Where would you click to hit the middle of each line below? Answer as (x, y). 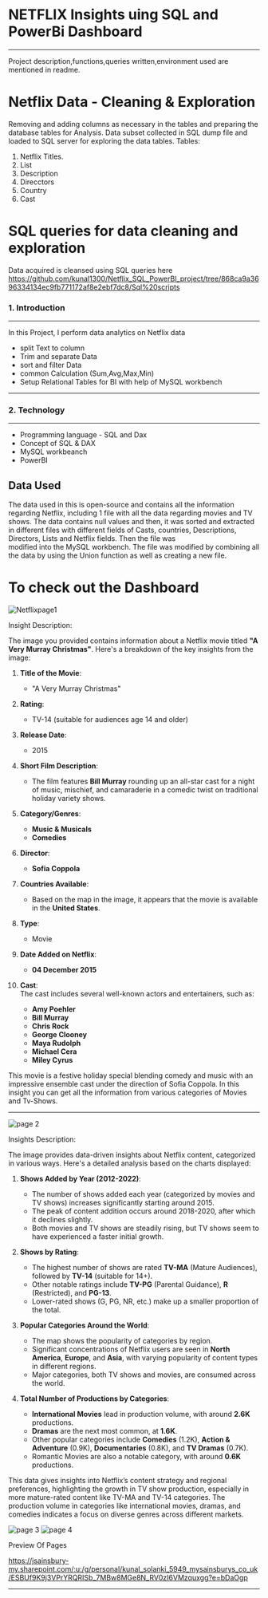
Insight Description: (40, 625)
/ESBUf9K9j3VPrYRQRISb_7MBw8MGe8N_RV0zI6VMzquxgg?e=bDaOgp (128, 1578)
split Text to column (52, 348)
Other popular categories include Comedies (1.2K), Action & (131, 1440)
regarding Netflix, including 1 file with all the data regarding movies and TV (130, 513)
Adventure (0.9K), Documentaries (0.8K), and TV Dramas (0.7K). (140, 1448)
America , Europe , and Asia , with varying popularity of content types (145, 1358)
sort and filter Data (51, 365)
